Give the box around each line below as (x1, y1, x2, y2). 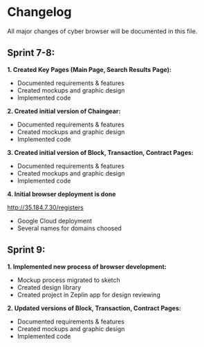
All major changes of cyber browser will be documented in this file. (7, 27, 198, 35)
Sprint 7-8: (7, 47, 55, 59)
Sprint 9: (7, 244, 46, 256)
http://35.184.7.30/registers (7, 203, 84, 212)
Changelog (7, 4, 72, 20)
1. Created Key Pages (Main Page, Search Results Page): (7, 65, 171, 73)
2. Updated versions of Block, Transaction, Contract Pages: (7, 303, 181, 312)
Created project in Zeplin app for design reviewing (17, 290, 160, 299)
